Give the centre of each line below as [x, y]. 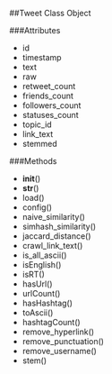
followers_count [52, 105]
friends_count [48, 96]
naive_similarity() [53, 217]
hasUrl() [37, 284]
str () [30, 188]
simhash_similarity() [59, 226]
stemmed [40, 144]
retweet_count [49, 86]
